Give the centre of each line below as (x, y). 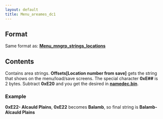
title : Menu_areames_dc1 (30, 14)
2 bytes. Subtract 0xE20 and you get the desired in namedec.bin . (72, 84)
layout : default (22, 10)
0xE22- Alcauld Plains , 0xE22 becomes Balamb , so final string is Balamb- (81, 107)
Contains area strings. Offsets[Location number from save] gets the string (81, 73)
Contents (20, 61)
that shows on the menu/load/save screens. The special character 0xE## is (81, 79)
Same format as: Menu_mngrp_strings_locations (55, 46)
